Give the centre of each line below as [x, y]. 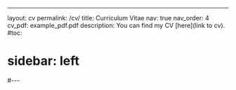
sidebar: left [43, 61]
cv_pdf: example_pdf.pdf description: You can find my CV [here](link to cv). [116, 25]
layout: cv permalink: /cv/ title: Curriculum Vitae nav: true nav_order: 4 [108, 18]
